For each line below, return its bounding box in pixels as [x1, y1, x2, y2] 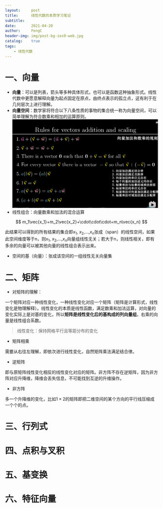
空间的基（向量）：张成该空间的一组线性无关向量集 [12, 253, 113, 259]
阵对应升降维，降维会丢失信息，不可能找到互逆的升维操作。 [5, 376, 124, 381]
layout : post [5, 8, 40, 13]
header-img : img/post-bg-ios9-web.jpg [5, 34, 83, 38]
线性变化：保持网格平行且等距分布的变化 [16, 328, 98, 334]
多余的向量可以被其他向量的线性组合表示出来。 [5, 243, 98, 248]
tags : [5, 44, 16, 49]
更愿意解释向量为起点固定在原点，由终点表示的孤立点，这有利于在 [25, 95, 157, 101]
